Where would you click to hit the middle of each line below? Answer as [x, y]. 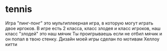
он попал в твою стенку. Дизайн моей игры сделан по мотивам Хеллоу [82, 39]
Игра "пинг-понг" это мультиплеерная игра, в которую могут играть [79, 23]
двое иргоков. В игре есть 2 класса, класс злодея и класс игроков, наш [83, 28]
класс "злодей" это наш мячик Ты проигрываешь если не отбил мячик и [84, 33]
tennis [19, 9]
